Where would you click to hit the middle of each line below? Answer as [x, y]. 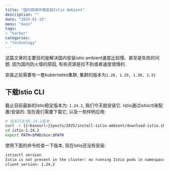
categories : [18, 38]
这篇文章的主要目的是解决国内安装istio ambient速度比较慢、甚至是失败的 [80, 58]
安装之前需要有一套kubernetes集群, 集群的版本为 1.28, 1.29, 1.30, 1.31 [80, 75]
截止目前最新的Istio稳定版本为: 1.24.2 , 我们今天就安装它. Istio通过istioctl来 [82, 105]
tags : [11, 29]
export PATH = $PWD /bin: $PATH [35, 135]
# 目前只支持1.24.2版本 [27, 121]
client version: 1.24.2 [30, 164]
